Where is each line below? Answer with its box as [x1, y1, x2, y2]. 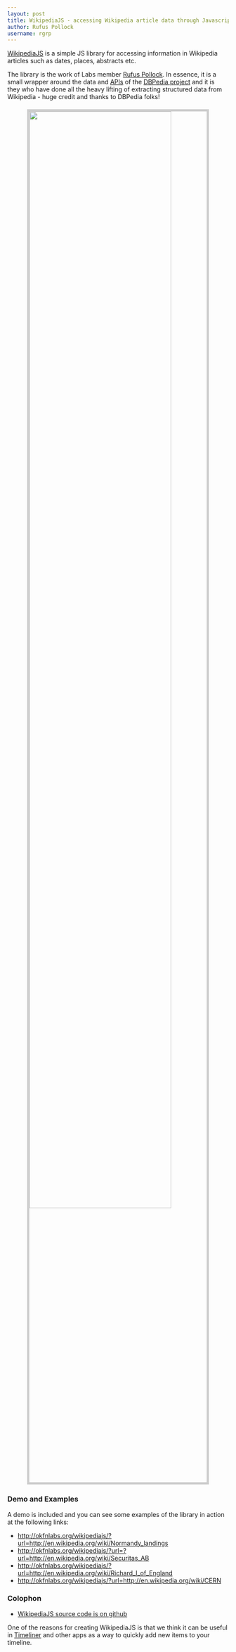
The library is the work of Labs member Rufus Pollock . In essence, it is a [7, 70, 216, 79]
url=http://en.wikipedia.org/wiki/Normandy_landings [17, 1539, 169, 1547]
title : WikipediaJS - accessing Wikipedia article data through [7, 17, 199, 24]
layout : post [7, 10, 46, 18]
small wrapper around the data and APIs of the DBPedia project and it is [7, 78, 215, 86]
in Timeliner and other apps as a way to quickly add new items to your [7, 1630, 210, 1639]
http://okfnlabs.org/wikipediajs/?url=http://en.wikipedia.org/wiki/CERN [17, 1576, 221, 1585]
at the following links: [7, 1518, 69, 1526]
